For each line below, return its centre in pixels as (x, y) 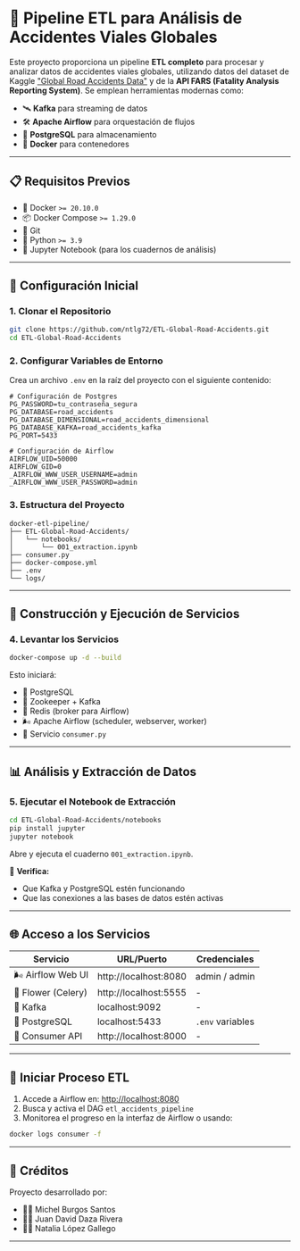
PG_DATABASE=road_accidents (62, 413)
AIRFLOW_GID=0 (36, 467)
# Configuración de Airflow (62, 451)
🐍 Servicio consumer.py (64, 734)
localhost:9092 (129, 1007)
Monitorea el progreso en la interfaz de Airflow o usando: (127, 1118)
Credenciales (225, 959)
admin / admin (225, 976)
